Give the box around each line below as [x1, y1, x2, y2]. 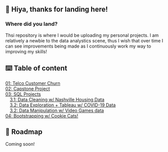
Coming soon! [5, 141, 35, 147]
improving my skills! [5, 48, 47, 54]
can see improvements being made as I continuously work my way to [5, 43, 151, 49]
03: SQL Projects [5, 91, 41, 97]
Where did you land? [5, 20, 58, 28]
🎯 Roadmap [5, 127, 43, 136]
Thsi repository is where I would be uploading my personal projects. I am [5, 32, 159, 38]
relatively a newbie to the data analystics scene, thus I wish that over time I [5, 37, 163, 44]
